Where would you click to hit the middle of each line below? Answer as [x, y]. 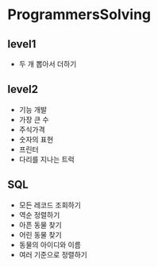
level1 [22, 44]
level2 [23, 89]
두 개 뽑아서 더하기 [48, 64]
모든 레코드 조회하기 [50, 205]
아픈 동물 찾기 [40, 225]
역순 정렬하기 [39, 215]
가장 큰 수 [34, 119]
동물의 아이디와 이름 [50, 245]
